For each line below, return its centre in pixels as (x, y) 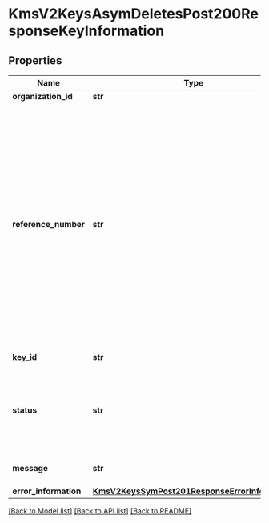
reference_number (49, 224)
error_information (47, 491)
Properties (35, 60)
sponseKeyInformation (86, 31)
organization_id (43, 96)
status (25, 410)
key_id (25, 357)
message (30, 468)
